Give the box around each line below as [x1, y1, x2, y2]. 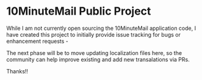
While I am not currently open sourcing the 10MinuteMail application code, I [6, 24, 197, 32]
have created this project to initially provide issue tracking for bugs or [6, 31, 181, 38]
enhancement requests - [6, 37, 69, 45]
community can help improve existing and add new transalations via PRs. [6, 56, 190, 63]
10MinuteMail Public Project [6, 4, 151, 18]
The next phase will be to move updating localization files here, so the [6, 49, 182, 56]
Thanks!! [6, 67, 29, 75]
